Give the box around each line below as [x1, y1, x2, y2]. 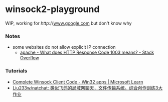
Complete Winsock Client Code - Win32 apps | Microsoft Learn [12, 79, 143, 85]
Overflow [20, 55, 39, 61]
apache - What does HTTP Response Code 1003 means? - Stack [20, 49, 154, 56]
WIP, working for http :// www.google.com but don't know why [5, 20, 132, 26]
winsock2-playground [5, 4, 100, 15]
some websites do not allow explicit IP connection [12, 44, 116, 50]
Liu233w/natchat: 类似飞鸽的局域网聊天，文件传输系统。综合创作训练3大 [12, 84, 163, 91]
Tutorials [5, 67, 28, 74]
